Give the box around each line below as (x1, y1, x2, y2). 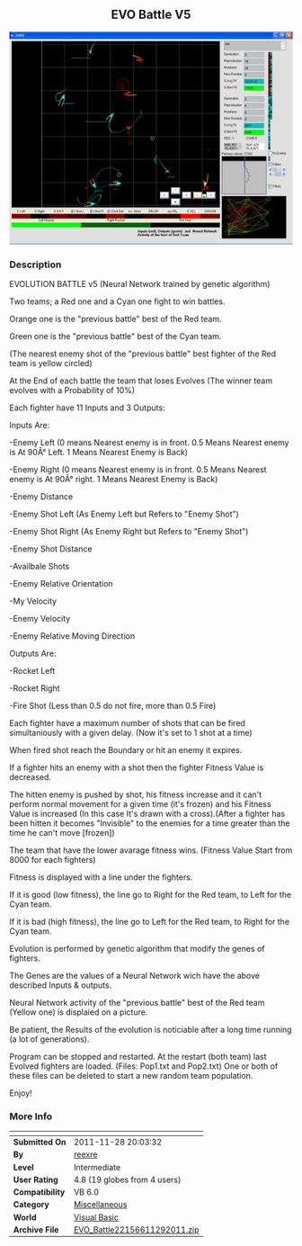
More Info (9, 1110, 53, 1123)
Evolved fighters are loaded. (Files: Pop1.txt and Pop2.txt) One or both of (9, 1061, 279, 1071)
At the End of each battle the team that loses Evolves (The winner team (9, 375, 272, 386)
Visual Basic (73, 1212, 120, 1223)
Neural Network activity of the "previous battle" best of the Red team (9, 998, 265, 1008)
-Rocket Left (9, 666, 56, 677)
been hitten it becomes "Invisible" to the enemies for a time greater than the (9, 818, 290, 829)
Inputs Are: (9, 420, 50, 431)
